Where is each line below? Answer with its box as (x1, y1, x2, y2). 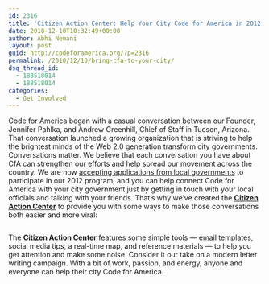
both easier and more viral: (8, 210, 98, 220)
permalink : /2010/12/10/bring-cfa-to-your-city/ (8, 57, 175, 65)
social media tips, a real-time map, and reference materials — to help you (8, 241, 252, 251)
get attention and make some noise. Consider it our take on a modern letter (8, 250, 258, 260)
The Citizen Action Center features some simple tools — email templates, (8, 233, 254, 242)
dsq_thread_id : (8, 64, 60, 72)
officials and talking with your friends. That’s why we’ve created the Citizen (8, 193, 259, 203)
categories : (8, 86, 48, 95)
